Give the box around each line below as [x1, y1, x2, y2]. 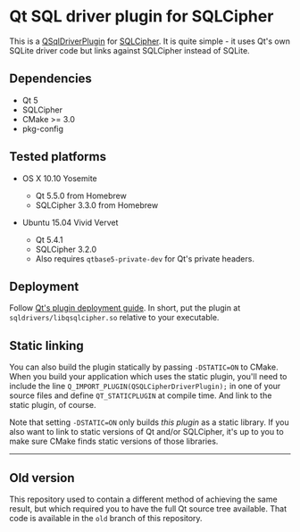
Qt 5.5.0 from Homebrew [35, 190, 127, 201]
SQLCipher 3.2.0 [35, 244, 97, 254]
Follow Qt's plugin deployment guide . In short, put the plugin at [9, 303, 241, 313]
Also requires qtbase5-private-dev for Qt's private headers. [35, 253, 254, 264]
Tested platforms [9, 149, 107, 164]
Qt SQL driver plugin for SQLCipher [9, 6, 274, 27]
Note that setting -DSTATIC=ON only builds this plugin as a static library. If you [9, 417, 289, 428]
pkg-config [21, 123, 64, 134]
